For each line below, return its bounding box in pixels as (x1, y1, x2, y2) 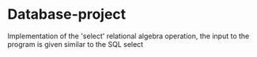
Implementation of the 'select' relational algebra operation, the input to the (7, 31, 250, 41)
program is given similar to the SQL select (7, 39, 144, 48)
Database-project (7, 5, 127, 23)
